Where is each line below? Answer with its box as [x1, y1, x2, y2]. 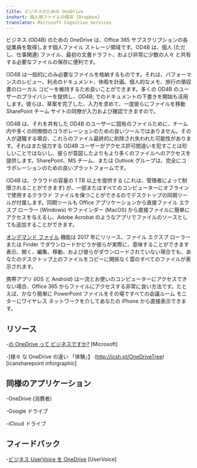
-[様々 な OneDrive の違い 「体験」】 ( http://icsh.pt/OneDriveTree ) [6, 353, 165, 360]
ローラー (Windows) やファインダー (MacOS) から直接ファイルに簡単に [17, 207, 190, 214]
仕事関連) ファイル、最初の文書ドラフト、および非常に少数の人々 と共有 [16, 51, 191, 58]
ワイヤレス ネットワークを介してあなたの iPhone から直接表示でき [21, 298, 181, 305]
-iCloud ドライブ [6, 420, 46, 427]
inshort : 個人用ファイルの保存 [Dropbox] [6, 14, 100, 20]
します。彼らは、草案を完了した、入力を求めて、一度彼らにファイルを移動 [6, 101, 186, 108]
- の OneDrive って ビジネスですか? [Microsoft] [6, 341, 118, 348]
